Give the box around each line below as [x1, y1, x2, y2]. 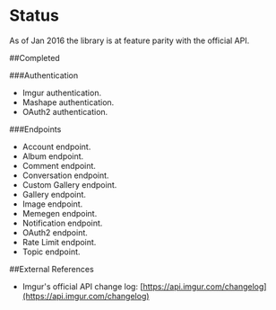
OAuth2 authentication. [22, 106, 108, 117]
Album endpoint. [22, 150, 84, 162]
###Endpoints [9, 123, 62, 135]
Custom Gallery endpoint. [22, 179, 117, 190]
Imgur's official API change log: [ [22, 280, 143, 292]
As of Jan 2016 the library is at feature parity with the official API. [9, 35, 250, 46]
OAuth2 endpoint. [22, 226, 88, 238]
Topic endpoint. [22, 246, 81, 257]
